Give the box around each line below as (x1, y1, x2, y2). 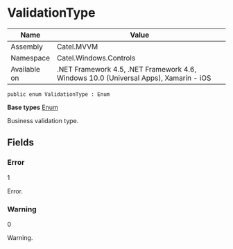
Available (10, 64, 40, 74)
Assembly (10, 42, 44, 51)
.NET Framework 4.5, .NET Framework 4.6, (56, 64, 197, 74)
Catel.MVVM (56, 42, 98, 51)
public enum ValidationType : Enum (7, 90, 110, 98)
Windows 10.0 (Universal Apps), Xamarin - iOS (56, 73, 212, 83)
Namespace (10, 53, 51, 63)
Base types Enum (7, 103, 58, 111)
